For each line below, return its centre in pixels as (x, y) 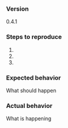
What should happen (31, 90)
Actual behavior (29, 106)
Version (18, 9)
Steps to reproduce (34, 37)
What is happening (29, 119)
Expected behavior (34, 77)
